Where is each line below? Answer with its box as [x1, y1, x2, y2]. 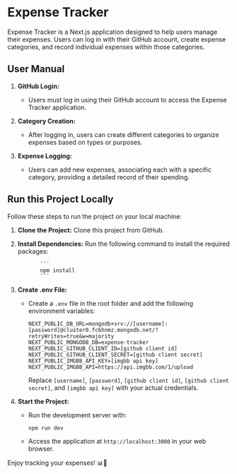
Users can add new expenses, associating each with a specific [28, 165, 212, 174]
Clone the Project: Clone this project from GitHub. [17, 225, 165, 234]
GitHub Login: [17, 82, 60, 90]
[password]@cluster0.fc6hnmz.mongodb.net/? [28, 326, 159, 333]
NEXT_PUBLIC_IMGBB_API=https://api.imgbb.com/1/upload [28, 363, 193, 371]
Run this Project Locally [7, 194, 114, 206]
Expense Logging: [17, 151, 73, 160]
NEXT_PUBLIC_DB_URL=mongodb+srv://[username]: [28, 320, 168, 327]
